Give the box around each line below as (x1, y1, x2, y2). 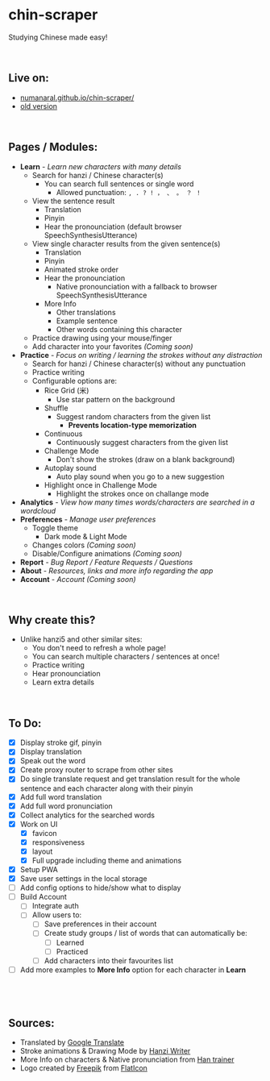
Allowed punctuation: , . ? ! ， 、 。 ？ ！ (56, 187, 202, 197)
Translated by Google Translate (19, 1037, 125, 1047)
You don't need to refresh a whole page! (31, 643, 167, 653)
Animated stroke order (44, 264, 119, 274)
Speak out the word (19, 756, 86, 766)
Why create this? (8, 613, 96, 626)
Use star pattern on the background (56, 394, 176, 404)
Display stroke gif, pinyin (19, 738, 102, 747)
